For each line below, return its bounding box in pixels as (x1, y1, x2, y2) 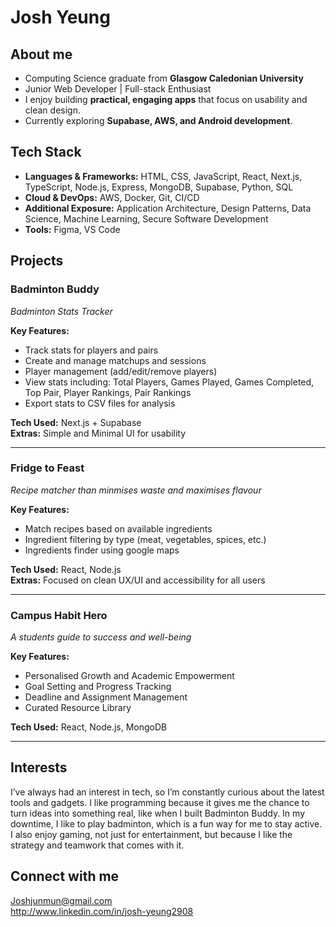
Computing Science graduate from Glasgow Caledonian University (24, 72, 304, 84)
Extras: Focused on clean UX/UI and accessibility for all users (10, 574, 266, 586)
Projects (10, 252, 64, 270)
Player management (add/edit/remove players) (24, 365, 218, 377)
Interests (10, 759, 68, 776)
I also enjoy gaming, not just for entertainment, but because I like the (10, 828, 293, 840)
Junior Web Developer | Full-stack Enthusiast (24, 83, 212, 95)
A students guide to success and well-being (10, 631, 192, 643)
